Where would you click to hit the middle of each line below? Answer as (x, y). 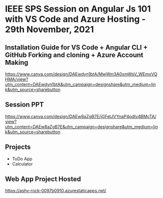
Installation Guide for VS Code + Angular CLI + (76, 47)
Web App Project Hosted (43, 179)
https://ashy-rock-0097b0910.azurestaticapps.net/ (56, 191)
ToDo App (22, 159)
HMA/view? (16, 79)
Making (16, 62)
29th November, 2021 (49, 30)
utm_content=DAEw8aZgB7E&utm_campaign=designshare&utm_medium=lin (81, 126)
